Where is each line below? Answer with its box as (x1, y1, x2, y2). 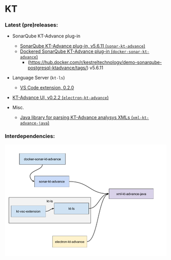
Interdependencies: (5, 133, 55, 140)
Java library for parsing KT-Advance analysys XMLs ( (20, 114, 133, 121)
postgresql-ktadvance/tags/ (27, 65, 87, 71)
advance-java (20, 121, 48, 126)
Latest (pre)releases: (5, 22, 59, 29)
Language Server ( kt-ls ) (12, 75, 65, 81)
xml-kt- (132, 115, 149, 121)
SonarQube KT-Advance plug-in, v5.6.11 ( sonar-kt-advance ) (20, 43, 146, 49)
